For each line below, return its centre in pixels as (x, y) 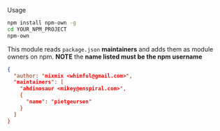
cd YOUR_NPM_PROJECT (37, 29)
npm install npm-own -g (42, 23)
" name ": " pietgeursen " (59, 102)
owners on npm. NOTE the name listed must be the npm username (105, 56)
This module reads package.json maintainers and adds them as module (110, 49)
